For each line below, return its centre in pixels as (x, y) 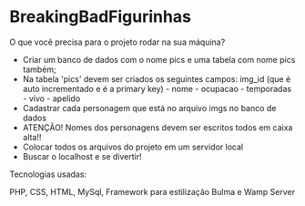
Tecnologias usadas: (48, 174)
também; (39, 69)
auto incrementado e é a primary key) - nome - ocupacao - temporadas (157, 88)
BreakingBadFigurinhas (100, 17)
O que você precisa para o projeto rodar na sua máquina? (117, 42)
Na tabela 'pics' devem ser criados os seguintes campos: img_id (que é (157, 78)
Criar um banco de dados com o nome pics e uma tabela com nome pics (159, 59)
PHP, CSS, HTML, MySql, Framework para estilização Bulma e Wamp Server (152, 191)
